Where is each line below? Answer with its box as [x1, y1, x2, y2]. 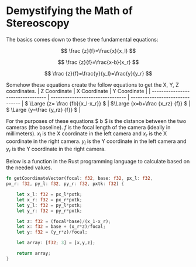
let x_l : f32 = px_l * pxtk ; [16, 191, 82, 197]
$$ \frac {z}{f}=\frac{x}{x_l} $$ [60, 47, 136, 54]
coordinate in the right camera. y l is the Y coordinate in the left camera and [6, 138, 187, 146]
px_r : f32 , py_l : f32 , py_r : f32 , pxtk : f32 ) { [6, 181, 125, 187]
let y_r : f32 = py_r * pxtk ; [16, 208, 82, 214]
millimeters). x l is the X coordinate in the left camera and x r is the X [6, 130, 167, 138]
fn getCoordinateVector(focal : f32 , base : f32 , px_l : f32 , [6, 176, 153, 182]
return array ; [16, 251, 51, 256]
